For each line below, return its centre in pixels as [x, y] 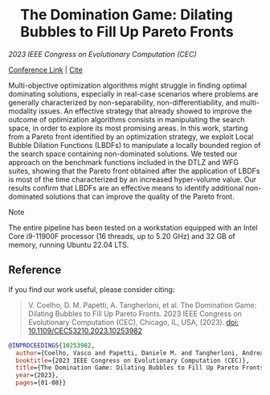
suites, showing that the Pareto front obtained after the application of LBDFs [134, 171]
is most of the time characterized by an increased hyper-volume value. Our [133, 179]
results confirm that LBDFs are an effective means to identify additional [126, 187]
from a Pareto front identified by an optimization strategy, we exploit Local [131, 136]
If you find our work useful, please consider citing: [92, 289]
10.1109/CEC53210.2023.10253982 [85, 331]
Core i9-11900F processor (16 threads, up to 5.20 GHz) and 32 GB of [122, 236]
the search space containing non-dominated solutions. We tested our [123, 154]
